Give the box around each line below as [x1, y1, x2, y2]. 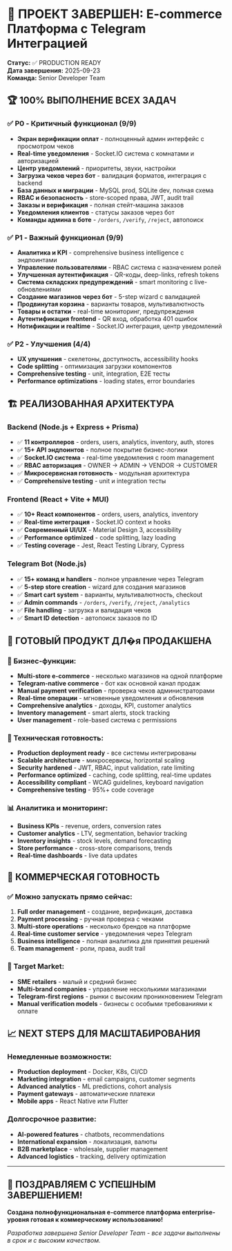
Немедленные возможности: [7, 1052, 112, 1061]
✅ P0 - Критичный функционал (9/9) [7, 119, 137, 129]
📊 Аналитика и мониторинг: [7, 803, 108, 813]
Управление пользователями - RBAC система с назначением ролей [17, 263, 222, 271]
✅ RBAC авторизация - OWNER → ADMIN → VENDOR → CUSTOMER [17, 461, 217, 469]
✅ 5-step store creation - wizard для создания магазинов [17, 583, 186, 591]
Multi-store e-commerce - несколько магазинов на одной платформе [17, 672, 223, 680]
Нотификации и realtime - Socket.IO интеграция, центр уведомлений [17, 322, 222, 330]
